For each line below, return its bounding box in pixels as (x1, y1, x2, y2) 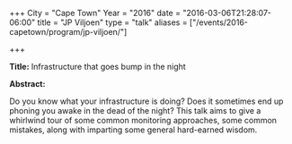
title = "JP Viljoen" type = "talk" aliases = (37, 17, 188, 28)
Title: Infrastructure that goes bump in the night (9, 62, 186, 72)
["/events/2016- (189, 17, 249, 28)
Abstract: (9, 79, 46, 89)
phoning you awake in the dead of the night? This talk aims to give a (9, 106, 261, 115)
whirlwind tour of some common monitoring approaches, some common (9, 115, 277, 125)
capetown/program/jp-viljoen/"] (9, 27, 128, 37)
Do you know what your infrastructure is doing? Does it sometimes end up (9, 96, 284, 106)
